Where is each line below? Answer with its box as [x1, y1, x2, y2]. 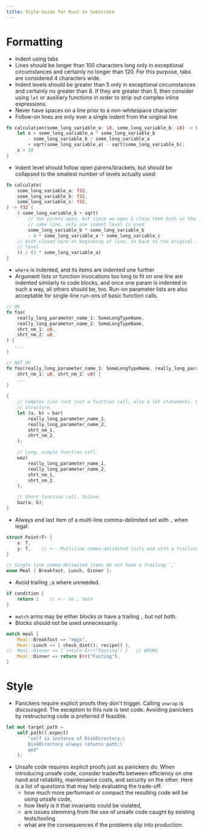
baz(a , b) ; [17, 499, 45, 506]
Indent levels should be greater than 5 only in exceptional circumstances [14, 81, 196, 88]
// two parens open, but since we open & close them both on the [28, 216, 196, 222]
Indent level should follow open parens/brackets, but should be [14, 164, 172, 171]
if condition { [6, 590, 45, 597]
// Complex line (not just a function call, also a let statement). [17, 399, 193, 405]
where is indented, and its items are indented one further [14, 266, 155, 273]
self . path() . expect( [17, 730, 69, 736]
